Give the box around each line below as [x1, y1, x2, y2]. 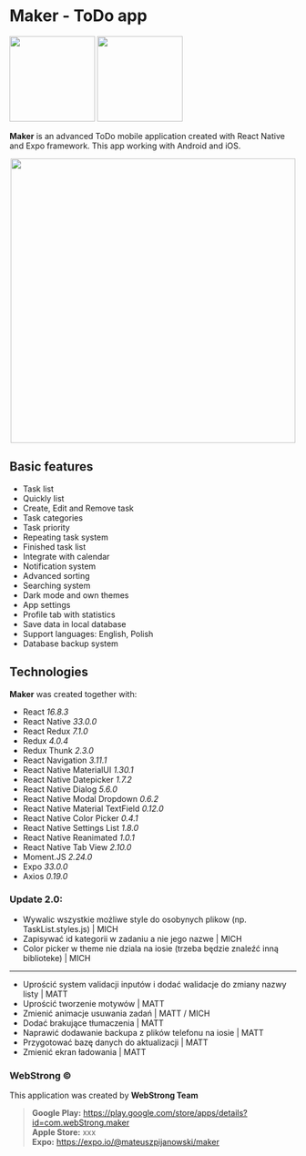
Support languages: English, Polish [22, 628, 154, 639]
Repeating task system [22, 532, 109, 543]
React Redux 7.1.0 [22, 725, 88, 736]
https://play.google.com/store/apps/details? [83, 1108, 248, 1119]
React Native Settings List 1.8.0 [22, 822, 139, 833]
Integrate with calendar [22, 551, 110, 562]
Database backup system [22, 638, 118, 649]
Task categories [22, 512, 84, 523]
